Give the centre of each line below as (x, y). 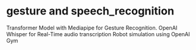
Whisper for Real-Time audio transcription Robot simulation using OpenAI (98, 34)
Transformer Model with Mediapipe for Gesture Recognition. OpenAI (92, 28)
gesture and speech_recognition (90, 11)
